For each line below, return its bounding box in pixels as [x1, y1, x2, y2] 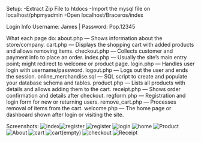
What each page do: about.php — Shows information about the [6, 35, 163, 41]
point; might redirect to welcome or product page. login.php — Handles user [6, 60, 195, 67]
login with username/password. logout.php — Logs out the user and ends [6, 67, 188, 74]
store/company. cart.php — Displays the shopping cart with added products [6, 41, 194, 48]
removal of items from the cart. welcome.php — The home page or [6, 105, 172, 111]
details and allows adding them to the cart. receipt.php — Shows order [6, 86, 181, 92]
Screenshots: [6, 123, 39, 129]
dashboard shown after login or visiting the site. [6, 111, 124, 118]
